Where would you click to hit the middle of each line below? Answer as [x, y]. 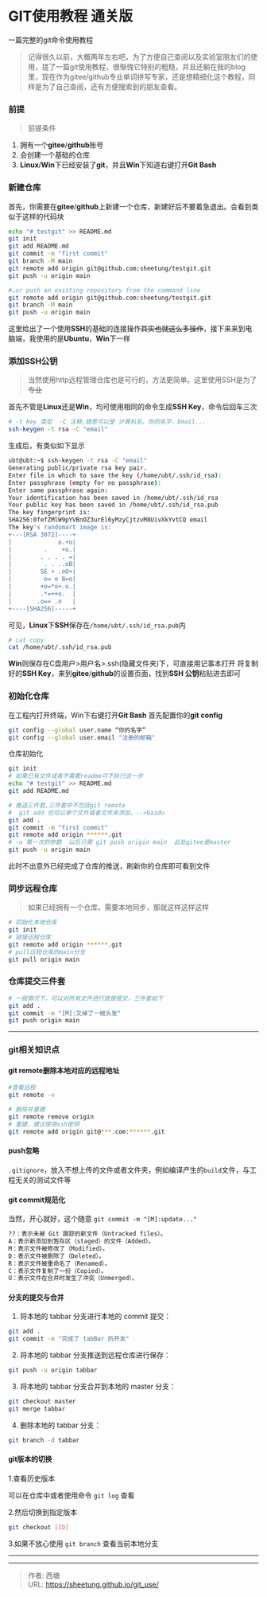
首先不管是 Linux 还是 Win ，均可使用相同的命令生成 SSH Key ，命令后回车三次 [133, 407]
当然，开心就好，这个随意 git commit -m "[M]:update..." [103, 1219]
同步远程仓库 [33, 888]
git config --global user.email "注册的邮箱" [82, 737]
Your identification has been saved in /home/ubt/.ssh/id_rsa [113, 498]
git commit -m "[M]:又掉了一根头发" [65, 1013]
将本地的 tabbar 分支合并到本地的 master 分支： [98, 1387]
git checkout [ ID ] [39, 1527]
